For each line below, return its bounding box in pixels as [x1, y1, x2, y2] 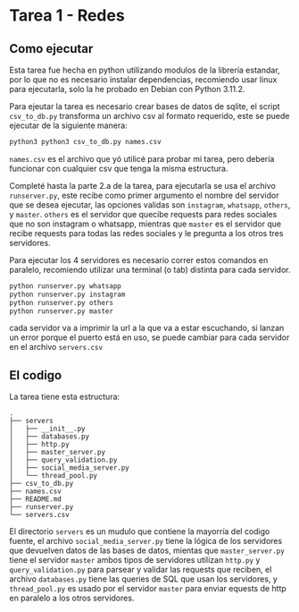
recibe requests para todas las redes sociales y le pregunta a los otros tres [9, 227, 284, 238]
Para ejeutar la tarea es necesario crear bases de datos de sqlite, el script [9, 101, 280, 112]
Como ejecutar [9, 41, 94, 56]
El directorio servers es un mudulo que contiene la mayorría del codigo [9, 526, 270, 537]
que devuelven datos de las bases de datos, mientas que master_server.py [9, 545, 286, 556]
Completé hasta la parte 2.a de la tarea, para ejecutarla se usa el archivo [9, 180, 277, 191]
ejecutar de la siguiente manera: [9, 120, 128, 131]
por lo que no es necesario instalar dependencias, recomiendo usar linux [9, 74, 278, 85]
